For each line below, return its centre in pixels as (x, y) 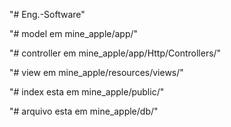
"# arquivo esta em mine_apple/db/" (84, 111)
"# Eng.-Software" (47, 14)
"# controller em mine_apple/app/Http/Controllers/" (115, 53)
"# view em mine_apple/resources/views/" (96, 72)
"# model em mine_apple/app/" (74, 33)
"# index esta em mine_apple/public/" (87, 92)
